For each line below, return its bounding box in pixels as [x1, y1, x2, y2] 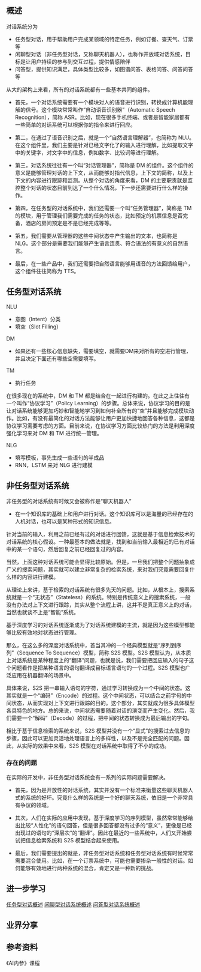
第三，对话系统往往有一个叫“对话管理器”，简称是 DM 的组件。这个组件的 [14, 161, 194, 169]
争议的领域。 [20, 801, 52, 809]
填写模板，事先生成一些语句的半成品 [14, 454, 105, 461]
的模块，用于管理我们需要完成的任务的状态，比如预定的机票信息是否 [14, 212, 183, 219]
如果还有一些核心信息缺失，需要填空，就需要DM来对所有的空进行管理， [14, 347, 191, 354]
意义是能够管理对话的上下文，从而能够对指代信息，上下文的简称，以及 [14, 169, 188, 176]
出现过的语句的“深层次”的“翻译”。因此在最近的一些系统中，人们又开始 [14, 829, 187, 836]
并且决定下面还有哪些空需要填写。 [14, 355, 99, 362]
